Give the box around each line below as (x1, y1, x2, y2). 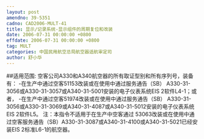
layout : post (6, 9, 40, 15)
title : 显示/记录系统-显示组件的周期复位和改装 (6, 26, 113, 32)
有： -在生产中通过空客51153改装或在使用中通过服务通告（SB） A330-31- (6, 80, 191, 87)
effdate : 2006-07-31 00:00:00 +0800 (6, 37, 100, 43)
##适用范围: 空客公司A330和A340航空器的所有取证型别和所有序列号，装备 (6, 72, 194, 80)
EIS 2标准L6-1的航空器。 (11, 126, 73, 133)
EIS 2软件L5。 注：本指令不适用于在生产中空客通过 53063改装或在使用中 (6, 110, 189, 118)
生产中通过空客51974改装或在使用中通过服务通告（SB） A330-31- (26, 95, 191, 102)
